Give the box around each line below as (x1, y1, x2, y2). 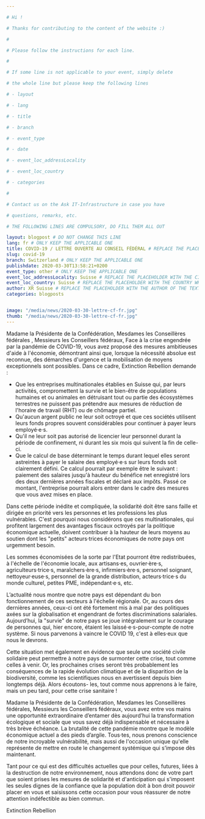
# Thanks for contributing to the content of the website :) (6, 25, 165, 31)
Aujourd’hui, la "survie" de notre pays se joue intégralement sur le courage (6, 617, 194, 624)
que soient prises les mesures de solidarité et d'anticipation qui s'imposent (6, 775, 195, 782)
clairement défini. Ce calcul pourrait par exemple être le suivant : (15, 465, 178, 472)
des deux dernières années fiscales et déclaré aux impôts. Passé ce (15, 477, 187, 485)
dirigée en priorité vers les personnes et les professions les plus (6, 509, 168, 516)
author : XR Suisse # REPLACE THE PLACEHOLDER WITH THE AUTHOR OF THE (6, 285, 187, 291)
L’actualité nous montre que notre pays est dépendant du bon (6, 591, 162, 598)
